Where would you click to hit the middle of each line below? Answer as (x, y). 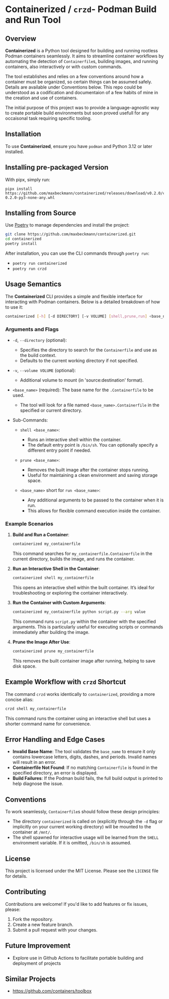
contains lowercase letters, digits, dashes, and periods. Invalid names (84, 757)
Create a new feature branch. (43, 924)
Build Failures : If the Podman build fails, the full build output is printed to (88, 778)
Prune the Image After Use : (41, 642)
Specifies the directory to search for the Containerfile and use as (89, 350)
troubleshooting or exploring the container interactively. (70, 593)
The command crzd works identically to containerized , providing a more (80, 694)
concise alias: (19, 699)
